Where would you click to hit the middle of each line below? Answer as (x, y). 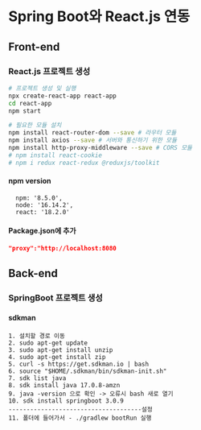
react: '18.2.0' (43, 212)
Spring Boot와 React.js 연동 (99, 17)
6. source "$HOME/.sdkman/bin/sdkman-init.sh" (88, 371)
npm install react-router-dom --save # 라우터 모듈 (92, 133)
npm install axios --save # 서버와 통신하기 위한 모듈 (93, 141)
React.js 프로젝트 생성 (49, 71)
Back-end (33, 273)
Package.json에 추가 (42, 231)
